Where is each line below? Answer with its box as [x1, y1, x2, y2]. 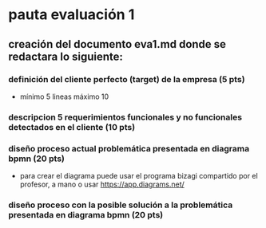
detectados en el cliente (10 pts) [8, 121, 136, 132]
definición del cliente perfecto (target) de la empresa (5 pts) [8, 73, 245, 85]
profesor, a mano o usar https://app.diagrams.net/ [19, 179, 185, 189]
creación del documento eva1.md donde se [8, 37, 226, 51]
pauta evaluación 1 [8, 6, 135, 24]
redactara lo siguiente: [8, 49, 124, 63]
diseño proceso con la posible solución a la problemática [8, 199, 233, 210]
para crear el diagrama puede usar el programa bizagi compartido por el [19, 171, 258, 181]
